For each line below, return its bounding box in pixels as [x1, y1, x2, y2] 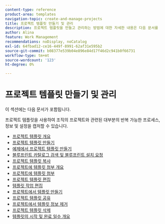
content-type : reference [5, 7, 56, 12]
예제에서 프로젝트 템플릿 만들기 [12, 146, 72, 152]
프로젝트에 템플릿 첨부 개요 [12, 164, 64, 170]
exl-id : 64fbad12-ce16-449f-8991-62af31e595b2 [5, 44, 102, 49]
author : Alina [5, 30, 34, 35]
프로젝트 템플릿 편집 [12, 177, 51, 183]
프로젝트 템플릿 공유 [12, 195, 51, 201]
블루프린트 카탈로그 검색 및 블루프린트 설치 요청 [12, 152, 103, 158]
